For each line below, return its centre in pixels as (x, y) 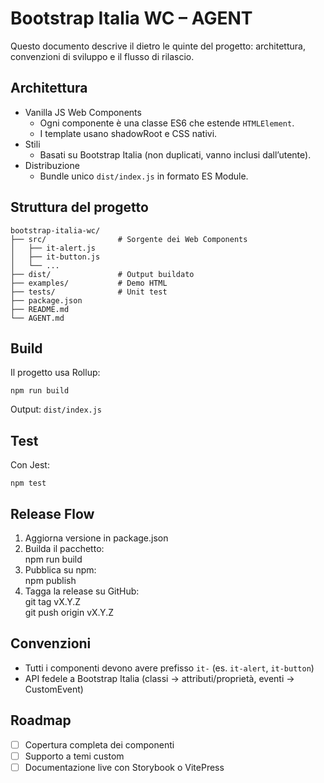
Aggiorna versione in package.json (96, 538)
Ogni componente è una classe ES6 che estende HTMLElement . (167, 123)
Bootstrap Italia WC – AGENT (131, 18)
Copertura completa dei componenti (99, 744)
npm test (28, 483)
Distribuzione (52, 165)
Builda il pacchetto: (64, 548)
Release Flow (52, 513)
